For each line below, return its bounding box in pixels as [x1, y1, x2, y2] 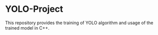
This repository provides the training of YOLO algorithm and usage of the [5, 20, 154, 26]
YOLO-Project [5, 3, 63, 15]
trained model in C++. [5, 25, 50, 31]
